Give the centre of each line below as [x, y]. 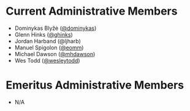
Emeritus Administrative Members [95, 85]
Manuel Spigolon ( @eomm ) [49, 48]
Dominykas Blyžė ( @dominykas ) [55, 28]
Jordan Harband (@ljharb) [47, 41]
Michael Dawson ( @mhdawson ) [55, 54]
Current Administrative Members [92, 11]
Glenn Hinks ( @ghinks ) [44, 34]
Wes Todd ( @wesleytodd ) [47, 60]
